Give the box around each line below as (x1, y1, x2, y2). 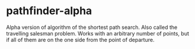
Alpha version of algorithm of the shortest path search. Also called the (6, 24, 178, 31)
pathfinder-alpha (6, 4, 92, 18)
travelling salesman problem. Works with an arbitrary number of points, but (6, 30, 190, 37)
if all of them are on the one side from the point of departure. (6, 36, 155, 43)
